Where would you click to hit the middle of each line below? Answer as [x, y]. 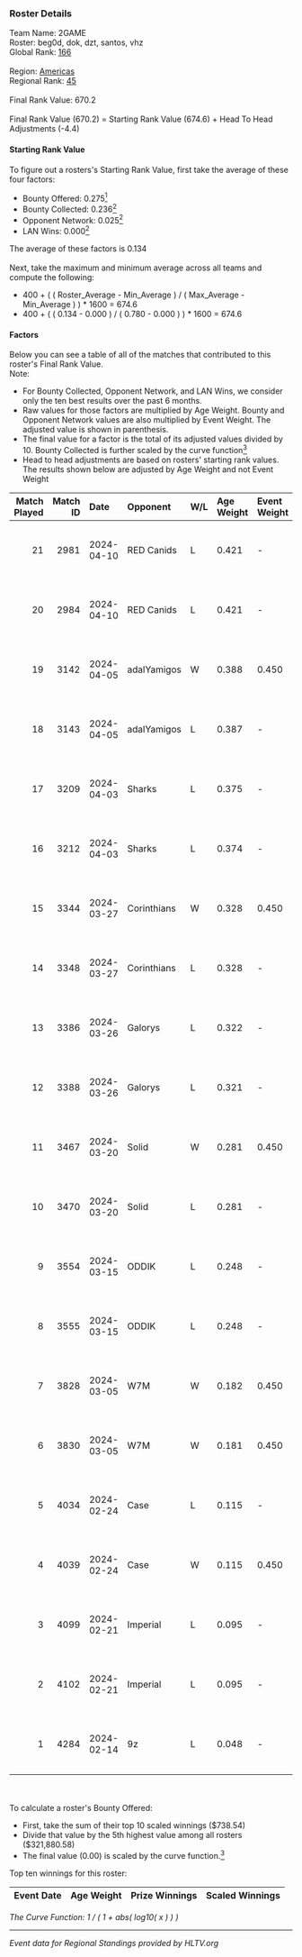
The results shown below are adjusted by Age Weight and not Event [148, 469]
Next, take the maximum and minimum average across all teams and [136, 268]
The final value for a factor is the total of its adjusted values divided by [152, 439]
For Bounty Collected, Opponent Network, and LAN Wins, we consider [152, 391]
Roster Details [41, 14]
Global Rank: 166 [40, 52]
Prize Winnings [164, 1895]
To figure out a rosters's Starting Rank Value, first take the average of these [149, 169]
